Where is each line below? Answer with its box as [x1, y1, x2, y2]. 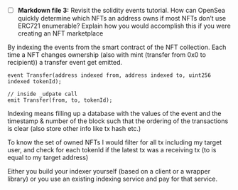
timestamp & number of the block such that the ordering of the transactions [7, 117, 229, 125]
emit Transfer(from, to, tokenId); [7, 97, 113, 104]
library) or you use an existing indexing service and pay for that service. [7, 174, 218, 184]
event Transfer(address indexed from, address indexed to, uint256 [7, 72, 212, 79]
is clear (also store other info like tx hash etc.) [7, 125, 141, 133]
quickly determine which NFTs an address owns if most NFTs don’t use [17, 14, 226, 23]
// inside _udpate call [7, 90, 78, 98]
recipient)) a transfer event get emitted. [7, 58, 123, 67]
